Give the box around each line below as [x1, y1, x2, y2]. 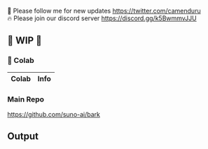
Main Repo [7, 94, 44, 104]
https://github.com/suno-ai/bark [7, 110, 100, 118]
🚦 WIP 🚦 [7, 35, 42, 47]
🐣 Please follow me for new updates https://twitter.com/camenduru [7, 7, 201, 15]
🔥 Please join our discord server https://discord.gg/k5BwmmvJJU [7, 14, 197, 22]
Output [7, 130, 39, 143]
